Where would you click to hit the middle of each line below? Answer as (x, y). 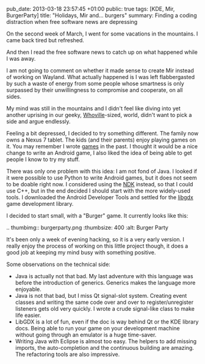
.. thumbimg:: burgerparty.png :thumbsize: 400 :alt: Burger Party (88, 227)
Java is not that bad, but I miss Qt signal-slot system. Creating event (101, 296)
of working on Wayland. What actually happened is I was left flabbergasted (101, 77)
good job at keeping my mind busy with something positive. (81, 252)
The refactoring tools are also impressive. (67, 354)
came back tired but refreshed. (45, 40)
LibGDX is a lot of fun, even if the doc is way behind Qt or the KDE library (107, 322)
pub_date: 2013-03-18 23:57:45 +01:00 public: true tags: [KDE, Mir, (91, 9)
